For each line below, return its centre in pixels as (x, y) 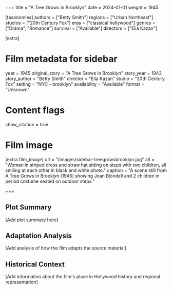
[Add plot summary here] (32, 220)
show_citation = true (27, 124)
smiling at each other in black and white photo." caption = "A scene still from (86, 170)
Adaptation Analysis (39, 236)
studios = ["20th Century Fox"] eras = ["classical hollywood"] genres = (80, 23)
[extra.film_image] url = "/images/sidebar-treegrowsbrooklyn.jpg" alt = (80, 159)
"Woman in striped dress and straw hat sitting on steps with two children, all (86, 165)
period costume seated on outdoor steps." (50, 181)
